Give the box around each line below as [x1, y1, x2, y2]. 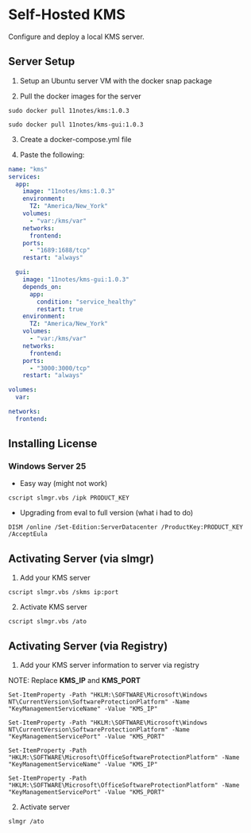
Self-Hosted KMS [8, 6, 125, 24]
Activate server [19, 802, 70, 812]
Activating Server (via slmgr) [8, 552, 155, 565]
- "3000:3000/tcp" [29, 364, 91, 372]
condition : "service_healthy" [37, 298, 137, 306]
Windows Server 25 [8, 461, 87, 472]
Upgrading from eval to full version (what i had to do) [19, 508, 194, 518]
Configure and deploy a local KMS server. [8, 32, 145, 41]
